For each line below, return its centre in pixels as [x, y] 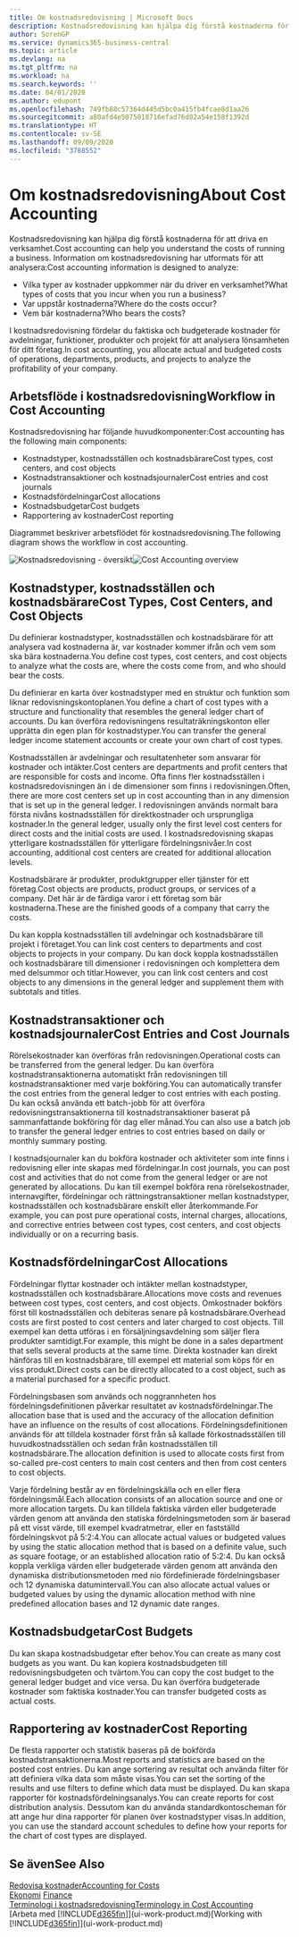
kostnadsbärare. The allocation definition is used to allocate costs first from [147, 1453]
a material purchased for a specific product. [90, 1379]
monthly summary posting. [58, 1141]
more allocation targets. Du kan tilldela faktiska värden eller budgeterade [143, 1509]
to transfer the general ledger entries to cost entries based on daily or [137, 1131]
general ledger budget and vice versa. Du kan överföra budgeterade [135, 1681]
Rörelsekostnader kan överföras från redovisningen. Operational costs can [145, 1055]
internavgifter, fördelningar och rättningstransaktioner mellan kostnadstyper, [149, 1196]
